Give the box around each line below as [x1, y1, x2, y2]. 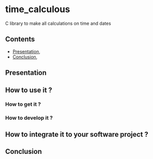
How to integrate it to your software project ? [5, 130, 148, 139]
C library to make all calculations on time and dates [5, 20, 111, 26]
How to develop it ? [5, 114, 53, 122]
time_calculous [5, 4, 70, 15]
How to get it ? [5, 101, 41, 108]
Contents [5, 35, 35, 44]
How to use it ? [5, 86, 52, 94]
